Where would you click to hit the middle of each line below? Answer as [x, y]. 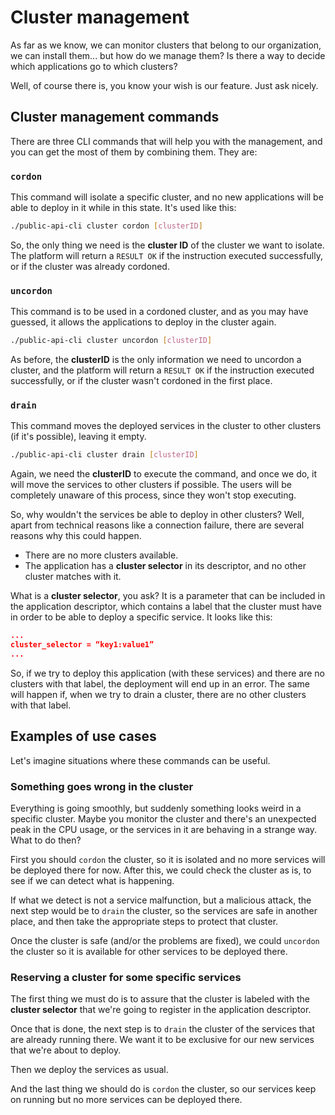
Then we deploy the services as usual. [89, 1070]
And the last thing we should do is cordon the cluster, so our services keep [163, 1089]
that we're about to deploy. [66, 1050]
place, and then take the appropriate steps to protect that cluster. [144, 921]
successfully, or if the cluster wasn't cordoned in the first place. [141, 381]
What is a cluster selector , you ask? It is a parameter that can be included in [168, 596]
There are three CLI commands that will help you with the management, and [166, 141]
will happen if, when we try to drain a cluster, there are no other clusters [158, 694]
